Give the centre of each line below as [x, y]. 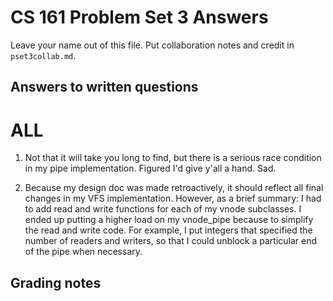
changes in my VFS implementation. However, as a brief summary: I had [173, 198]
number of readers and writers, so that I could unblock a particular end [171, 241]
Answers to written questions [104, 87]
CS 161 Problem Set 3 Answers [139, 17]
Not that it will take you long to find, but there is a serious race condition [173, 158]
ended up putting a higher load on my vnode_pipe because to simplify [169, 220]
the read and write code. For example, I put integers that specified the [168, 230]
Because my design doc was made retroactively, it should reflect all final [174, 188]
